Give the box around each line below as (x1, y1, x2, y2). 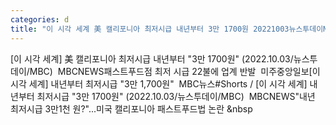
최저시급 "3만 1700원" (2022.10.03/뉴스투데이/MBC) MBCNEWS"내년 (36, 90, 316, 102)
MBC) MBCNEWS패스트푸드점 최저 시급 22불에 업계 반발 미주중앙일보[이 (29, 65, 321, 77)
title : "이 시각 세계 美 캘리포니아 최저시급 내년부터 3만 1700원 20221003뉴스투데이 (10, 24, 324, 34)
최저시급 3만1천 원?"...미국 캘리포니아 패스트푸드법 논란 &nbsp (10, 102, 253, 115)
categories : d (10, 14, 70, 25)
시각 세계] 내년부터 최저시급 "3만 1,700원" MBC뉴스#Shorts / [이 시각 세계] (10, 77, 308, 90)
